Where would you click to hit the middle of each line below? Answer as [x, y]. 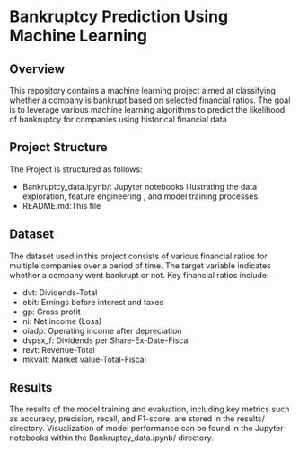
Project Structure [58, 147]
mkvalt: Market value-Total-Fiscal [84, 359]
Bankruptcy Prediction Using [119, 17]
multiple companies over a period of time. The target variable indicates [140, 265]
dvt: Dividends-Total [60, 292]
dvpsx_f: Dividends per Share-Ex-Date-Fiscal [106, 340]
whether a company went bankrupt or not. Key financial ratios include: [139, 275]
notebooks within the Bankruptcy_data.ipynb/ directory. [111, 438]
